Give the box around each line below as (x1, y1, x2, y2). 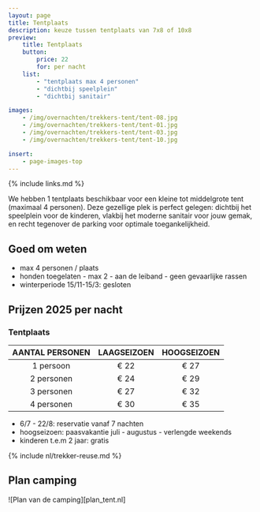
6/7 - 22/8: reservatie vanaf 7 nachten (19, 419, 144, 428)
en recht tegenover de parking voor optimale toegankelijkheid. (8, 219, 210, 229)
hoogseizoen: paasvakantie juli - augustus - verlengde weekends (19, 427, 232, 436)
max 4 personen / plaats (19, 263, 99, 273)
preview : (8, 33, 37, 42)
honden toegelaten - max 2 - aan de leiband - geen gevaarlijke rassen (19, 271, 247, 281)
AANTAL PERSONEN (12, 346, 91, 357)
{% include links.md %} (8, 179, 85, 189)
